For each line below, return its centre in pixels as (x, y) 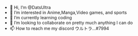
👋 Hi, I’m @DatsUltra (30, 7)
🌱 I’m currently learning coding (41, 18)
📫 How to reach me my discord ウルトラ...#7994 (59, 28)
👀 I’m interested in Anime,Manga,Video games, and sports (68, 12)
